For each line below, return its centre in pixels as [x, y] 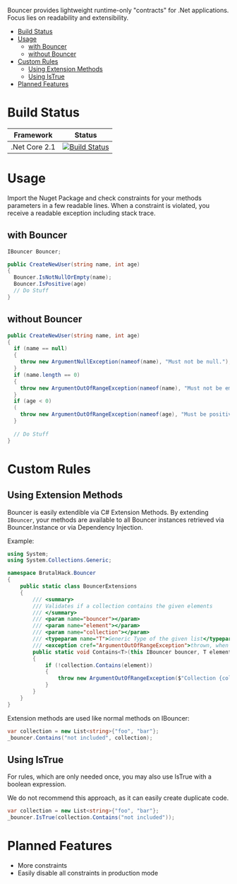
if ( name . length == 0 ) [47, 375]
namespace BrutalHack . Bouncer [52, 573]
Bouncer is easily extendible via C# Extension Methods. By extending [108, 512]
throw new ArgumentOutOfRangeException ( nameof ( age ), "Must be [113, 414]
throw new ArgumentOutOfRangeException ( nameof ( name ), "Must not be [121, 388]
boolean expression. [37, 784]
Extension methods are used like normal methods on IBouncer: [98, 718]
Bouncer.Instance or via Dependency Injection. [75, 527]
